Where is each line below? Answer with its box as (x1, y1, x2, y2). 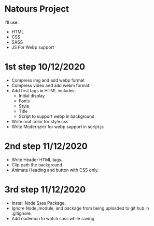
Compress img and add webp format (11, 77, 85, 83)
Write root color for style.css (11, 118, 69, 124)
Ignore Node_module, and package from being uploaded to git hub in (11, 205, 149, 211)
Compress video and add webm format (11, 82, 90, 88)
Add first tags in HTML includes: (11, 87, 76, 93)
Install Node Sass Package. (11, 200, 66, 206)
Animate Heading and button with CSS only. (11, 167, 99, 173)
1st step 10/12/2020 (4, 62, 85, 72)
